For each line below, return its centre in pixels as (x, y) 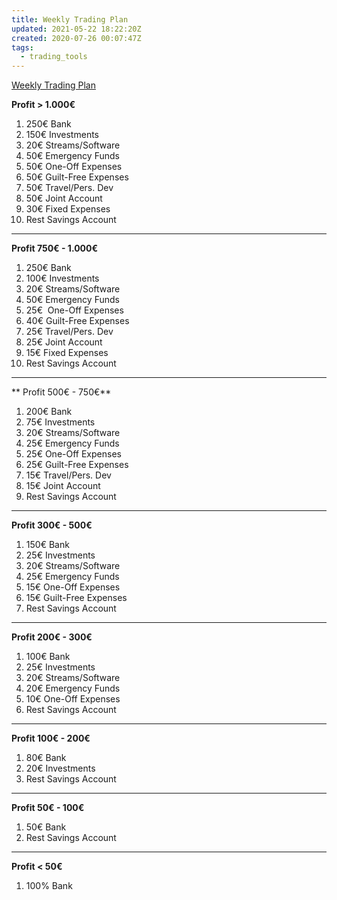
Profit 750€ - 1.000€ (55, 248)
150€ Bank (47, 545)
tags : (22, 47)
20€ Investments (60, 768)
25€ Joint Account (64, 342)
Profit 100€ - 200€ (51, 738)
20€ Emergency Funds (73, 688)
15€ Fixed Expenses (67, 353)
